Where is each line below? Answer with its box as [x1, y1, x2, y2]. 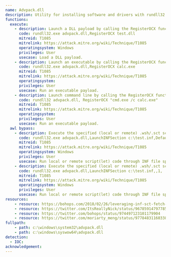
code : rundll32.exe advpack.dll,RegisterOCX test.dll [18, 31, 136, 36]
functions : [5, 17, 28, 22]
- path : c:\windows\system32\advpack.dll [14, 225, 103, 231]
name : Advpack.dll [5, 7, 44, 13]
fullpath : [5, 220, 26, 225]
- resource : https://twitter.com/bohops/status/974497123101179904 [14, 211, 160, 216]
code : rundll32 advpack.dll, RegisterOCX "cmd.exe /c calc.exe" [18, 97, 158, 102]
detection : [5, 235, 28, 240]
